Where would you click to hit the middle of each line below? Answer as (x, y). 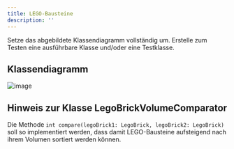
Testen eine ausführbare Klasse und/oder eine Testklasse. (91, 47)
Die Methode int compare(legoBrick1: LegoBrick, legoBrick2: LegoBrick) (116, 125)
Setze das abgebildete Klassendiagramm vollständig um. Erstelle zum (107, 40)
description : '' (31, 20)
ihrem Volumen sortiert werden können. (64, 139)
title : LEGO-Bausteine (40, 14)
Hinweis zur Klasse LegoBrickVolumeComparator (117, 108)
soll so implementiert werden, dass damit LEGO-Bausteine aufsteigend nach (117, 132)
